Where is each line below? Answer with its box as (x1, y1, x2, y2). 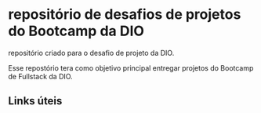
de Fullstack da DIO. (8, 71, 73, 81)
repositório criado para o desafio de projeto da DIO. (8, 48, 175, 57)
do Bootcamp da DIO (8, 22, 145, 40)
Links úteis (8, 94, 63, 108)
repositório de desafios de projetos (8, 5, 241, 24)
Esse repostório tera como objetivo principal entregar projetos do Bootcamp (8, 63, 254, 72)
